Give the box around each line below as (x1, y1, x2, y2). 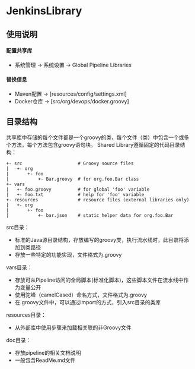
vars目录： (6, 263, 33, 271)
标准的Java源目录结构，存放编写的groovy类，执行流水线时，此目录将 (14, 236, 184, 243)
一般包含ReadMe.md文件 (14, 357, 76, 364)
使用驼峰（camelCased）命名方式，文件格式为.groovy (14, 291, 147, 298)
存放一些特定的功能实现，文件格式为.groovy (14, 251, 122, 258)
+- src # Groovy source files (6, 160, 134, 166)
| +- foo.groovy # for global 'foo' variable (6, 186, 150, 193)
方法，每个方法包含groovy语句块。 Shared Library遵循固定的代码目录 (11, 141, 181, 148)
